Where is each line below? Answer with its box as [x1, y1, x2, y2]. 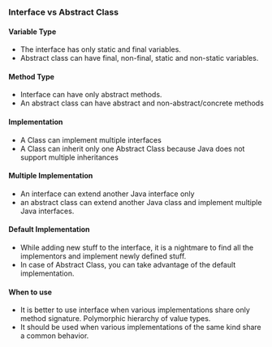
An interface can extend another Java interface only [19, 189, 195, 199]
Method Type [8, 71, 55, 81]
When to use [8, 287, 53, 297]
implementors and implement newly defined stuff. [19, 251, 187, 261]
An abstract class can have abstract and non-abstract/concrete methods [19, 98, 264, 108]
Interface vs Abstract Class [8, 6, 119, 18]
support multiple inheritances [19, 152, 119, 162]
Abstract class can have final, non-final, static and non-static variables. [19, 54, 259, 63]
